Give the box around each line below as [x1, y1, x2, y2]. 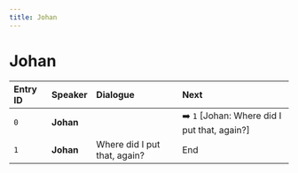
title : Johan [9, 12, 58, 22]
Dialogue [96, 88, 135, 101]
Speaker [51, 88, 88, 101]
